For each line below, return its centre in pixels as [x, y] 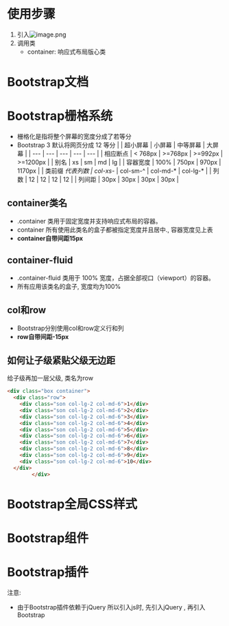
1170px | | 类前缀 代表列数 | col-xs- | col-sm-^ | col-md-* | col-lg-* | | [114, 171]
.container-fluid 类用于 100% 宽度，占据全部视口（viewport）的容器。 [116, 278]
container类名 [37, 203]
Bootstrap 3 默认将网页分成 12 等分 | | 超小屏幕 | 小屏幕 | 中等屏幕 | [111, 145]
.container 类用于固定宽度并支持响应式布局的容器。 [89, 221]
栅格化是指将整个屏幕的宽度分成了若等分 [74, 137]
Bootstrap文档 [48, 82]
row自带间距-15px [43, 336]
